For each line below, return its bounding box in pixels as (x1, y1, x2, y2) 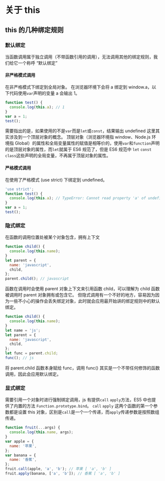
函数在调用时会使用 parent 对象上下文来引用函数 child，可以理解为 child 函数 (5, 286, 160, 292)
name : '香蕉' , (9, 457, 37, 462)
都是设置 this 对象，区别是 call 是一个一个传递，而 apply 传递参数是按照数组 (9, 409, 160, 415)
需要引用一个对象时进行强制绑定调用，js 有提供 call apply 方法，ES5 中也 (5, 397, 152, 403)
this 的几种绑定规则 (5, 26, 64, 34)
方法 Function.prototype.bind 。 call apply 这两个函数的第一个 (26, 403, 154, 409)
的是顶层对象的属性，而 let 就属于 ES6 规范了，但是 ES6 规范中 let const (5, 147, 152, 152)
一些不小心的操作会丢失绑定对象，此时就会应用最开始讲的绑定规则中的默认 (9, 298, 160, 304)
